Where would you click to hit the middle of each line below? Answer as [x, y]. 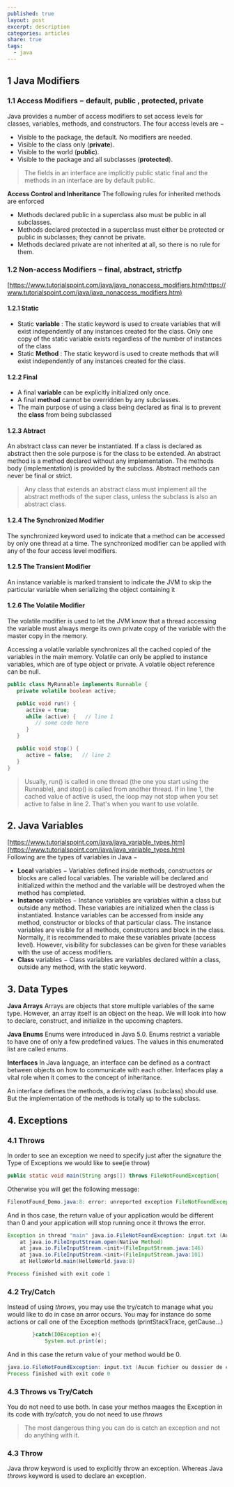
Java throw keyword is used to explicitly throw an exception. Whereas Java [115, 1468]
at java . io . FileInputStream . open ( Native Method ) [92, 1242]
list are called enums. [38, 1049]
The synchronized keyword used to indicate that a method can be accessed [116, 535]
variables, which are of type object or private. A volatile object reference [111, 665]
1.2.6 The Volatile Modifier [46, 605]
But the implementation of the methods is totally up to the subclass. [104, 1098]
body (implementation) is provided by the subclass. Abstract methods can [114, 468]
